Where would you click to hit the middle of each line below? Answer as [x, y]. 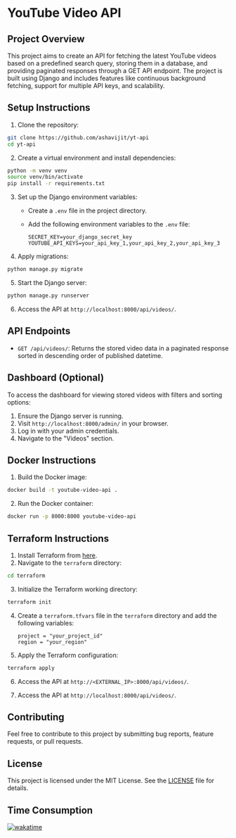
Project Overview [46, 39]
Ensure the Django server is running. [70, 416]
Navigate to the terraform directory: [69, 563]
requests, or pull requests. [45, 742]
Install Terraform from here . [57, 555]
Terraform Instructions [58, 539]
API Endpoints [39, 331]
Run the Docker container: [55, 504]
